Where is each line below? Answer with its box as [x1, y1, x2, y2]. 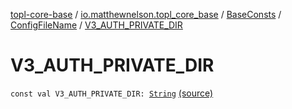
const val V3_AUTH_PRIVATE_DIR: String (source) [10, 87, 214, 99]
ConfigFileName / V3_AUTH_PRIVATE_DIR [10, 19, 183, 31]
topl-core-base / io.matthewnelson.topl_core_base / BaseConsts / [10, 9, 282, 20]
